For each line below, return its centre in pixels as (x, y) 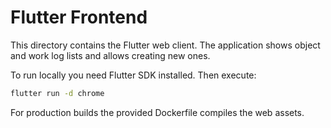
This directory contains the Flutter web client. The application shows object (165, 45)
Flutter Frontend (79, 17)
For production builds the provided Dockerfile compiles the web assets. (157, 112)
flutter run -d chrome (57, 93)
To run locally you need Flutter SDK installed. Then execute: (133, 75)
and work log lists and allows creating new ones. (110, 55)
